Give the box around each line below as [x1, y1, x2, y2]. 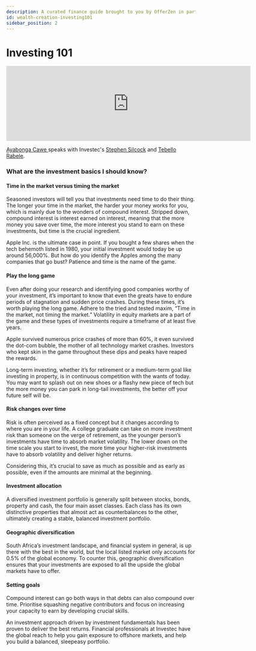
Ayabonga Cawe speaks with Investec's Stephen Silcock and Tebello [6, 146, 177, 153]
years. [6, 324, 22, 331]
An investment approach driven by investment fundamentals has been [6, 619, 180, 626]
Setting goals [6, 581, 40, 589]
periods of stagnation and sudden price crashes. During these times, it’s [6, 298, 185, 305]
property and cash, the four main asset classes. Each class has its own [6, 502, 182, 509]
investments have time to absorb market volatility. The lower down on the [6, 438, 187, 445]
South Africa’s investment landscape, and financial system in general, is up [6, 542, 192, 550]
